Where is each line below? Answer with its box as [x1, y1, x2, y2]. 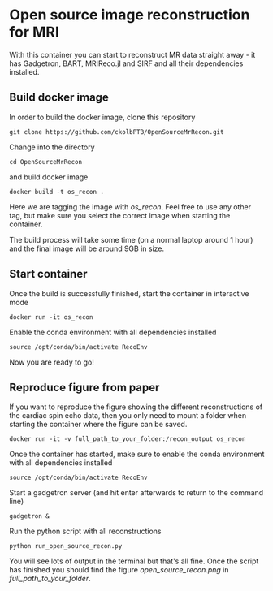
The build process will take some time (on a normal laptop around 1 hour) [9, 235, 253, 244]
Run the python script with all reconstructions [9, 526, 162, 537]
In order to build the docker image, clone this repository [9, 112, 196, 122]
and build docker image [9, 172, 89, 182]
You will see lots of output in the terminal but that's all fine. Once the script [9, 556, 259, 566]
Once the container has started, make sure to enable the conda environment [9, 449, 265, 459]
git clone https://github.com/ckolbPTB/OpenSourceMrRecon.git [9, 127, 224, 136]
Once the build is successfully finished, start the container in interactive [9, 288, 250, 298]
